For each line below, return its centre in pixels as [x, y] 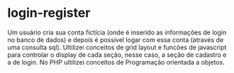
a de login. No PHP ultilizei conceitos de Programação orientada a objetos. [116, 62]
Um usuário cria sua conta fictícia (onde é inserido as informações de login [117, 32]
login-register [49, 13]
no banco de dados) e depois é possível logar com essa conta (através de [116, 39]
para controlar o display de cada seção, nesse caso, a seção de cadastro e [117, 55]
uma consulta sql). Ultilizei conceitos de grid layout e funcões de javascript [117, 47]
